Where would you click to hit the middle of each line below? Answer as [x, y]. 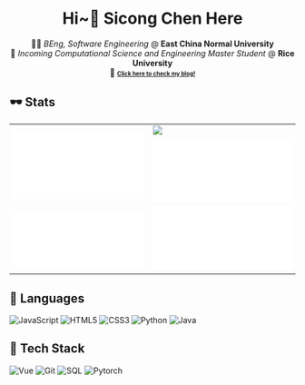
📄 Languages [47, 298]
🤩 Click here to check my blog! [152, 73]
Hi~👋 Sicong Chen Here [152, 19]
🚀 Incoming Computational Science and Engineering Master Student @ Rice [152, 53]
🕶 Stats [33, 102]
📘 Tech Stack [47, 349]
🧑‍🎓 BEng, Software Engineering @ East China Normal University [152, 44]
